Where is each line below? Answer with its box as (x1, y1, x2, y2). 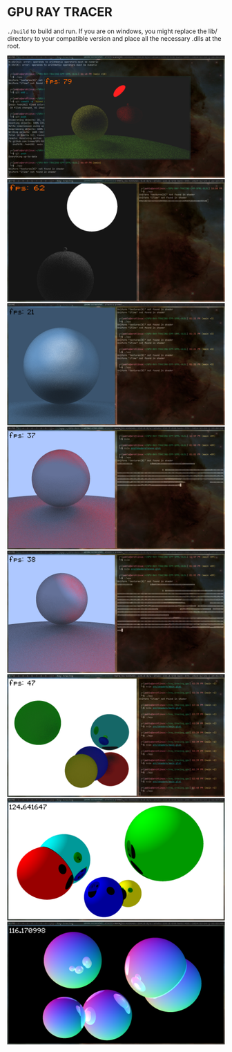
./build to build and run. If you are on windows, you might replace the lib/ (7, 27, 217, 35)
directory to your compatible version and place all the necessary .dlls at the (7, 34, 222, 42)
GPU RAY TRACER (7, 4, 113, 20)
